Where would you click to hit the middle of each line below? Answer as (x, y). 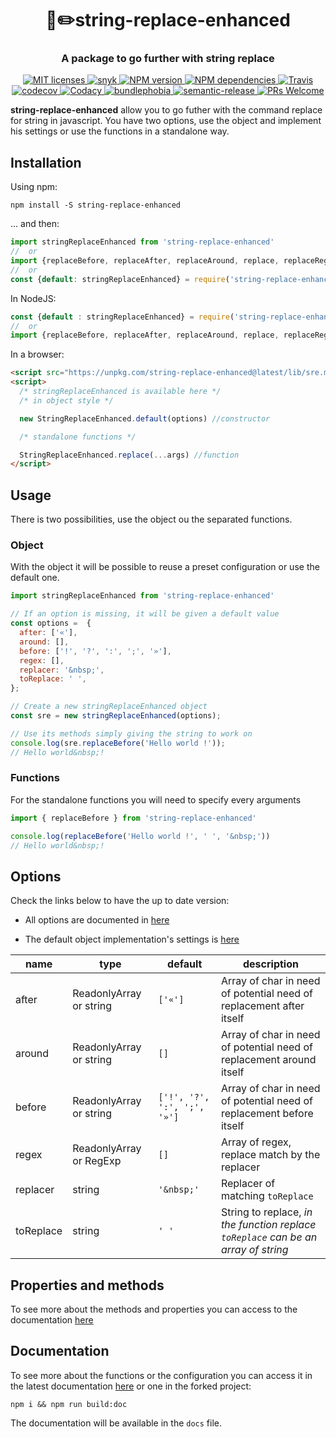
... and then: (35, 224)
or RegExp (97, 1161)
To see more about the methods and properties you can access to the (154, 1309)
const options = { (51, 623)
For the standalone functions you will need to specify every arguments (156, 799)
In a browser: (37, 354)
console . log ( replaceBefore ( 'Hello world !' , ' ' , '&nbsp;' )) (140, 836)
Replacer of (248, 1184)
